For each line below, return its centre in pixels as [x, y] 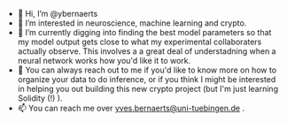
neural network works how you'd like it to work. [104, 61]
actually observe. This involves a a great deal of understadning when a [147, 51]
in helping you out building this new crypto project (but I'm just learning [148, 89]
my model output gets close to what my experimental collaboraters [140, 42]
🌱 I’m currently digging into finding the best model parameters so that [144, 32]
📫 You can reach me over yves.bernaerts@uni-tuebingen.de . [131, 108]
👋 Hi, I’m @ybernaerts [58, 14]
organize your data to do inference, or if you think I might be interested [147, 79]
